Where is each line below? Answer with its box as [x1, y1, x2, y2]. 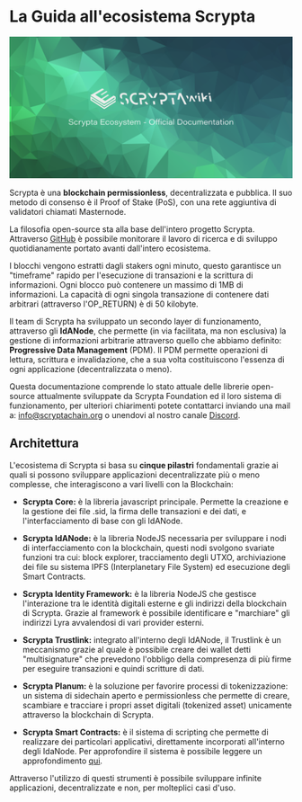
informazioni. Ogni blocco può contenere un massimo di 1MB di [9, 279, 244, 290]
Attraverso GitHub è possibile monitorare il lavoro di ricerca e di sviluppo [9, 233, 278, 244]
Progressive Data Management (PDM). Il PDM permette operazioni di [9, 344, 268, 355]
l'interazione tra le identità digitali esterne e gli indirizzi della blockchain [22, 598, 288, 609]
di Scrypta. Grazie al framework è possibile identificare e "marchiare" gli [22, 607, 290, 618]
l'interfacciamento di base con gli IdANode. [22, 515, 183, 526]
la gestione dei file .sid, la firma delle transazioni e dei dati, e [22, 505, 247, 516]
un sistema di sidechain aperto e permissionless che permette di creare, [22, 690, 290, 700]
